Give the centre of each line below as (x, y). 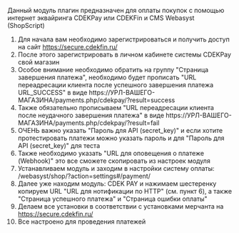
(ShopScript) (26, 25)
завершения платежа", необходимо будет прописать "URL (107, 77)
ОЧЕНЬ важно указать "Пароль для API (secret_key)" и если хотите (120, 130)
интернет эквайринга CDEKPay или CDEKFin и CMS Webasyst (101, 18)
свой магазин (39, 62)
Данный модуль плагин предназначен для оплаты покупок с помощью (116, 10)
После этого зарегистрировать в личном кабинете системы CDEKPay (124, 54)
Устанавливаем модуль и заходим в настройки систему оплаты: (116, 168)
